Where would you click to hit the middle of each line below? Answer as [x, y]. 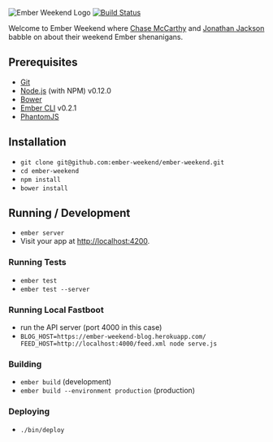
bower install [44, 188]
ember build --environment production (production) [108, 391]
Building [25, 364]
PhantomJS [39, 116]
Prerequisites [43, 62]
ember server [42, 233]
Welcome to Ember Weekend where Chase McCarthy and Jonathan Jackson [136, 28]
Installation [37, 142]
